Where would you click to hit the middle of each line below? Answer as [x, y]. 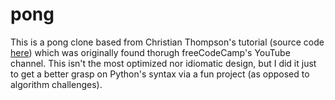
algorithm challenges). [56, 84]
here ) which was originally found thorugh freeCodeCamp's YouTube [150, 52]
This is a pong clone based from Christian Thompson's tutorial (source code [167, 42]
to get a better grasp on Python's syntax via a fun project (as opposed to [160, 74]
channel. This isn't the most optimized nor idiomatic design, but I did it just [163, 63]
